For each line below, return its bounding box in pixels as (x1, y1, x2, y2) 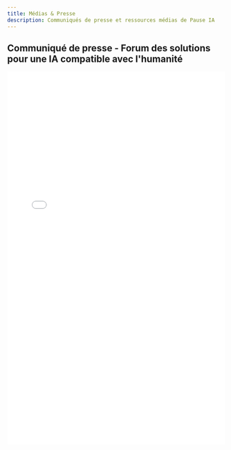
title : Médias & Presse (7, 10, 76, 17)
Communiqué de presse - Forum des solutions (7, 42, 211, 54)
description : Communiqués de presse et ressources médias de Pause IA (7, 17, 215, 24)
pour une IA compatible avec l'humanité (7, 53, 183, 64)
